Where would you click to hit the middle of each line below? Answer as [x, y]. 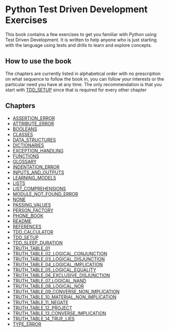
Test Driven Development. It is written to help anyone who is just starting [81, 40]
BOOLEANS [25, 129]
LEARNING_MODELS [34, 177]
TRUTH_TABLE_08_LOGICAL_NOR [48, 286]
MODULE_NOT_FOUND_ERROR [45, 194]
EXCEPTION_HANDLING [38, 150]
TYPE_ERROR [27, 324]
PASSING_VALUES [32, 205]
